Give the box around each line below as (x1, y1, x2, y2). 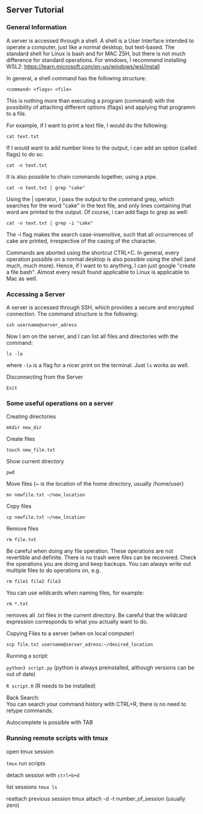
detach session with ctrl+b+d (6, 771, 80, 779)
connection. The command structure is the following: (6, 310, 138, 317)
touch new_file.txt (6, 447, 56, 454)
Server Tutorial (6, 5, 64, 15)
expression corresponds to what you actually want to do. (6, 618, 148, 626)
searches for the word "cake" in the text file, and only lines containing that (6, 202, 191, 209)
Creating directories (6, 413, 56, 420)
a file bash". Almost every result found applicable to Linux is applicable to (6, 268, 190, 275)
